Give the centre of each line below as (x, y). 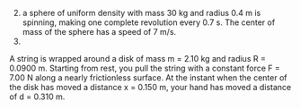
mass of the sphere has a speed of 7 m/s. (99, 32)
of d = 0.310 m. (37, 96)
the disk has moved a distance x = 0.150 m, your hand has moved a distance (150, 87)
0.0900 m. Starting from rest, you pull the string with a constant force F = (145, 68)
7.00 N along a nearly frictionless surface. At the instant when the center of (148, 78)
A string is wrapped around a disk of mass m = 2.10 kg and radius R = (138, 59)
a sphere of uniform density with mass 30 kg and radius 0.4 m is (141, 13)
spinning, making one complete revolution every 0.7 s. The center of (149, 22)
